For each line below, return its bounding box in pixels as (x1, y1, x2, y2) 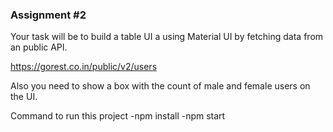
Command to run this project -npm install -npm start (10, 110, 226, 122)
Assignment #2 (10, 8, 87, 22)
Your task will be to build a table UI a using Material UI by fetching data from (10, 31, 324, 43)
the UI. (10, 91, 38, 103)
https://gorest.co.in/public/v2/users (10, 61, 158, 73)
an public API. (10, 41, 68, 53)
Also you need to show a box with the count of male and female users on (10, 80, 311, 92)
